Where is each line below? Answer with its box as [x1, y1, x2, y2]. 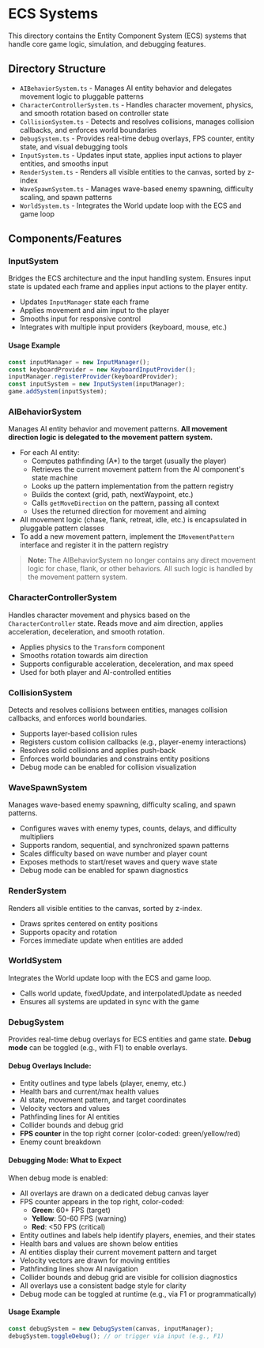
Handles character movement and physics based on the [8, 610, 190, 619]
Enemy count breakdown [19, 1137, 101, 1147]
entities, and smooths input [19, 159, 109, 168]
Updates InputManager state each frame [19, 297, 149, 307]
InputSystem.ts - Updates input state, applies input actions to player [19, 150, 243, 160]
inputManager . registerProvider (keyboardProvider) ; [8, 373, 179, 381]
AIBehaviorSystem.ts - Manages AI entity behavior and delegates [19, 83, 232, 92]
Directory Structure [8, 62, 107, 76]
